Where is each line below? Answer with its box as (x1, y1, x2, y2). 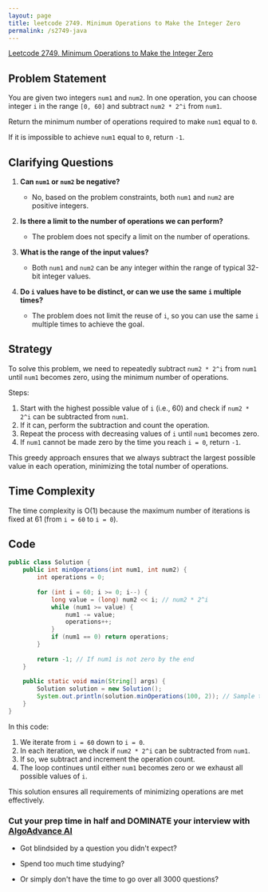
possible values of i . (19, 771, 88, 781)
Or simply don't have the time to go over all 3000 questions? (19, 874, 219, 884)
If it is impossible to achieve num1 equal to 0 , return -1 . (8, 133, 185, 142)
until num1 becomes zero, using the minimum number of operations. (8, 372, 229, 382)
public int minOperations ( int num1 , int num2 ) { (22, 566, 187, 574)
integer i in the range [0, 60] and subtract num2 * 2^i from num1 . (8, 102, 223, 111)
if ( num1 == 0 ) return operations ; (50, 633, 170, 641)
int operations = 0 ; (37, 574, 105, 582)
